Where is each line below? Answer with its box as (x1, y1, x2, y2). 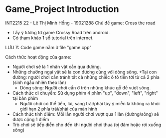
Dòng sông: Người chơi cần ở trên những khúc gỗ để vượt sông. (19, 84, 151, 90)
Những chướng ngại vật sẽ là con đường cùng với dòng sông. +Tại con (12, 69, 157, 75)
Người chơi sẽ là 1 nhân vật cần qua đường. (12, 64, 101, 69)
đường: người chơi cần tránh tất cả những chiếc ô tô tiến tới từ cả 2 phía (12, 74, 160, 80)
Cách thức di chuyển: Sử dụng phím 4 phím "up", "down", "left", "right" (12, 90, 158, 96)
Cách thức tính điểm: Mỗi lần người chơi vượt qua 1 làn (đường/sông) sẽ (12, 111, 160, 117)
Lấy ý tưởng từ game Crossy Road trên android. (12, 29, 110, 35)
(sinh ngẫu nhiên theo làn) (12, 79, 66, 85)
